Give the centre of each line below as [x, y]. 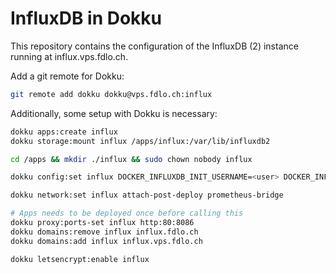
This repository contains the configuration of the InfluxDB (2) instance [154, 46]
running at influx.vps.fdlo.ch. [69, 56]
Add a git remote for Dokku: [67, 76]
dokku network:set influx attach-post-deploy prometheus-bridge [147, 195]
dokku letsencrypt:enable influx [80, 259]
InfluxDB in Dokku [86, 18]
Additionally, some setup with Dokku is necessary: [114, 113]
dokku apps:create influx [64, 132]
